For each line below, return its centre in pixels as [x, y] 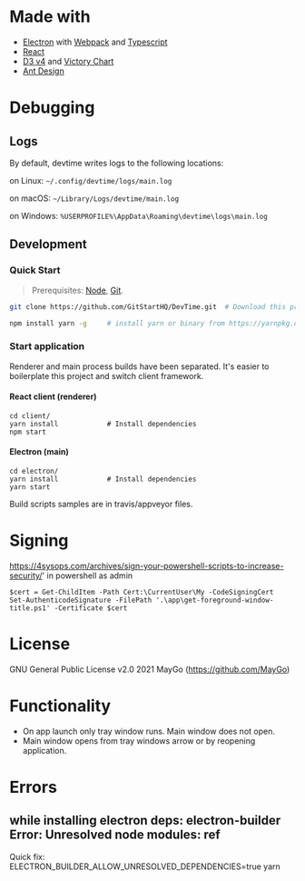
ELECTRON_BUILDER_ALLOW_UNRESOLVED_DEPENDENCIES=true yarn [145, 866]
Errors [33, 787]
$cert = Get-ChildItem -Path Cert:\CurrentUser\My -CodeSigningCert [142, 593]
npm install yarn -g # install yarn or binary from [117, 323]
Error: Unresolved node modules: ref [115, 835]
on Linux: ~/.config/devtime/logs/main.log [91, 180]
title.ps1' [30, 608]
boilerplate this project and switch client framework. [107, 375]
